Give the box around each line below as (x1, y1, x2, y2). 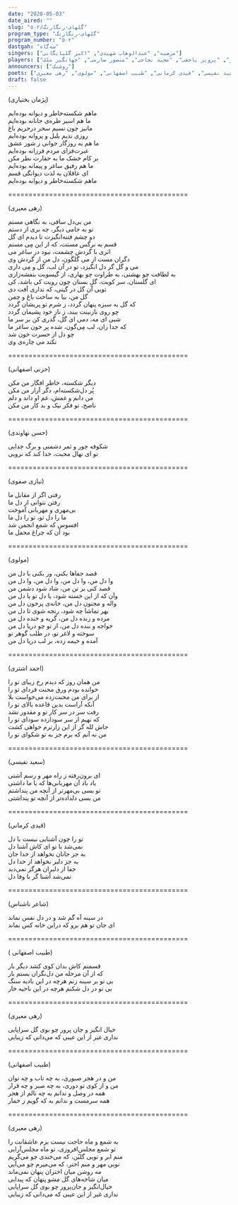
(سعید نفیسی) (8, 757, 45, 766)
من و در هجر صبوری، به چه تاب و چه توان (8, 1074, 117, 1082)
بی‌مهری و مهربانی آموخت (8, 505, 76, 514)
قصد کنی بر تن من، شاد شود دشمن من (8, 584, 111, 593)
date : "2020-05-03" (8, 10, 66, 18)
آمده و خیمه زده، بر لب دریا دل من (8, 637, 98, 645)
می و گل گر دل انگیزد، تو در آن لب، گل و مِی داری (8, 263, 139, 271)
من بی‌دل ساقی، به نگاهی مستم (8, 217, 92, 226)
